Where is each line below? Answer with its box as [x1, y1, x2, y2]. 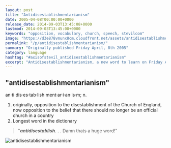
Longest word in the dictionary [12, 118, 77, 124]
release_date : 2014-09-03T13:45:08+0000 [5, 21, 93, 27]
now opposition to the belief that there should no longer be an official [12, 107, 158, 113]
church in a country [12, 112, 54, 119]
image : [5, 36, 19, 41]
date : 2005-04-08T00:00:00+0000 [5, 17, 74, 22]
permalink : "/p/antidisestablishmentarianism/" [5, 41, 108, 46]
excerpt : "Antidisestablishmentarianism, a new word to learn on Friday [5, 60, 163, 65]
